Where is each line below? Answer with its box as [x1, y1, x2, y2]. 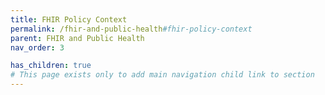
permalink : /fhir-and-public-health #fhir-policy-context [10, 24, 253, 34]
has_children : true [10, 61, 92, 71]
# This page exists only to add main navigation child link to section [10, 70, 315, 80]
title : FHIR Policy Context [10, 14, 128, 25]
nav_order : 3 [10, 42, 65, 53]
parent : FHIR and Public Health [10, 33, 145, 43]
